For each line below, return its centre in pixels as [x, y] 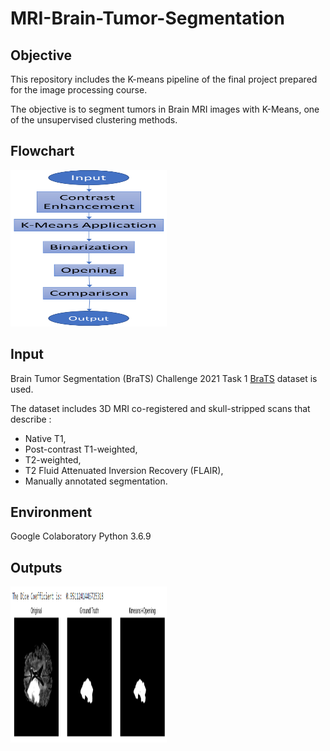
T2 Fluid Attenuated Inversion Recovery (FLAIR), [124, 470]
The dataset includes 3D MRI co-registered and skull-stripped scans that [160, 408]
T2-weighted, [53, 459]
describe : [31, 419]
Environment [51, 512]
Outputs [36, 567]
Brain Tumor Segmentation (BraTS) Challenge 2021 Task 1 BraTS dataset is [164, 378]
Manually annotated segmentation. [96, 481]
